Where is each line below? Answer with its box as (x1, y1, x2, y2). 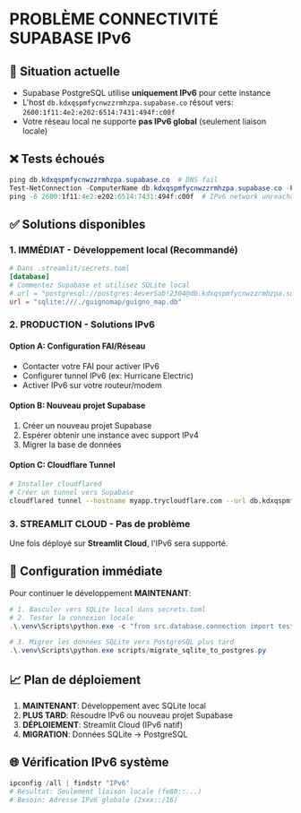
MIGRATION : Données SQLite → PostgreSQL (21, 729, 188, 739)
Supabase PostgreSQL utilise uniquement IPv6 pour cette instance (21, 88, 271, 98)
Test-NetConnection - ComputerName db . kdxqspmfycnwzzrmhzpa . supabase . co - (9, 184, 291, 193)
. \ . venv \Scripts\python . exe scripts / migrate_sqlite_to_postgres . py (9, 646, 267, 655)
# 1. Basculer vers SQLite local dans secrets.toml (9, 605, 206, 614)
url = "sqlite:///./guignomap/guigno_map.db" (9, 297, 182, 307)
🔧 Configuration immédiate (9, 564, 163, 579)
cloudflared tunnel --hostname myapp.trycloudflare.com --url (9, 496, 246, 506)
